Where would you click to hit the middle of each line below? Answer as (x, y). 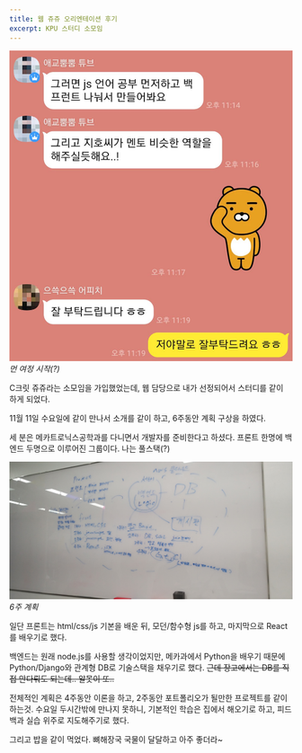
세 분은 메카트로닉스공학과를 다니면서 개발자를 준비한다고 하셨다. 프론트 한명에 (146, 438)
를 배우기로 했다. (38, 637)
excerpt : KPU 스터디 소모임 (56, 28)
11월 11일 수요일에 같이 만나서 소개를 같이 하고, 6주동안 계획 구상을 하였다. (138, 419)
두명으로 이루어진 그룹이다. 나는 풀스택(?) (98, 448)
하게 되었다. (30, 399)
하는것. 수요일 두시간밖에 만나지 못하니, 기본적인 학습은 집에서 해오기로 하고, (142, 709)
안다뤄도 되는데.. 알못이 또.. (67, 678)
